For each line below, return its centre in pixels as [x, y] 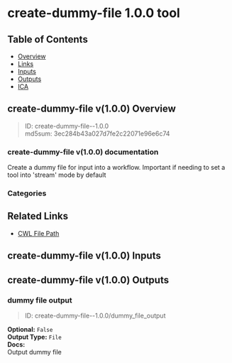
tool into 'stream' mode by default [57, 175]
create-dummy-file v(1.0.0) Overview [92, 109]
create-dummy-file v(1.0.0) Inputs [84, 256]
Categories [27, 193]
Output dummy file [35, 352]
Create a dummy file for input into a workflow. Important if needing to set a [116, 168]
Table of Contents [48, 39]
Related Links [38, 216]
